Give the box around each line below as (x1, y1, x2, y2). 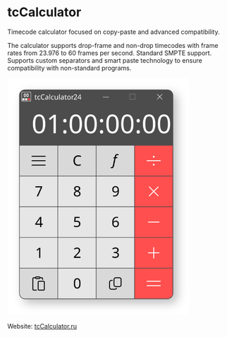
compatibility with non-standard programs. (7, 63, 132, 72)
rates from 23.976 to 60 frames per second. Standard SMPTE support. (7, 49, 212, 57)
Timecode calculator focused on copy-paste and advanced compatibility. (7, 27, 220, 36)
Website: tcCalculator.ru (7, 321, 78, 330)
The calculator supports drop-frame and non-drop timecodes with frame (7, 41, 219, 49)
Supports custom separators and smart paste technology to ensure (7, 56, 202, 64)
